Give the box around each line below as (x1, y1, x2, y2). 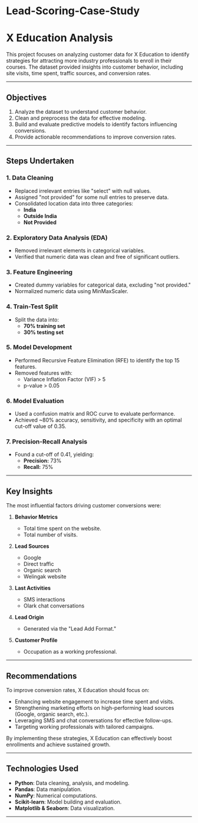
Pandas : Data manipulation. (14, 786, 82, 793)
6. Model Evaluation (6, 397, 64, 405)
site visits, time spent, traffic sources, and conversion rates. (6, 70, 151, 77)
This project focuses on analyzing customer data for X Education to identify (6, 51, 190, 58)
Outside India (23, 212, 57, 220)
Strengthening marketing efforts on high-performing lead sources (14, 705, 174, 712)
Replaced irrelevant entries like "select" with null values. (14, 187, 151, 194)
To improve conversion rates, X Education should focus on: (6, 687, 150, 694)
